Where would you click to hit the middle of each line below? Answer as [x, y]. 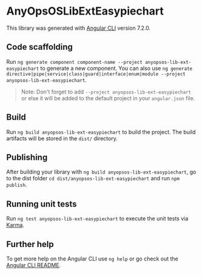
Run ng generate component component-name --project [74, 61]
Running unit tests [42, 204]
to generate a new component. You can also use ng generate [116, 68]
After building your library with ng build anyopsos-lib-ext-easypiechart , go [101, 172]
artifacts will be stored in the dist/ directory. [62, 138]
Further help [30, 244]
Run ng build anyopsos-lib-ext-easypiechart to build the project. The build [101, 132]
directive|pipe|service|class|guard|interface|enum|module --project [96, 74]
